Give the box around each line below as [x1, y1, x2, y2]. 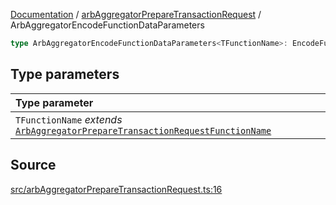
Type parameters [10, 66, 120, 83]
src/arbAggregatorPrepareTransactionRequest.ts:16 [10, 183, 223, 195]
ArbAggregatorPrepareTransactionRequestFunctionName [15, 125, 272, 136]
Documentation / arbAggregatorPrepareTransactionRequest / [10, 9, 262, 20]
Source [10, 157, 57, 174]
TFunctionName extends [15, 112, 123, 126]
